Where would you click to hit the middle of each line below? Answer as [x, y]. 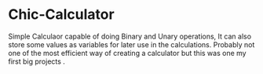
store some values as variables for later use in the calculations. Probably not [131, 44]
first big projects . [37, 61]
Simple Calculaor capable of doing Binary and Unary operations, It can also [130, 36]
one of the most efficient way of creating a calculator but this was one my [127, 53]
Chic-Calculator [62, 15]
